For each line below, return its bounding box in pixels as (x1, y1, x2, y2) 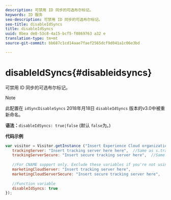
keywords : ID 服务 (5, 12, 43, 17)
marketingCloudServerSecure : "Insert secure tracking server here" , (12, 172, 160, 177)
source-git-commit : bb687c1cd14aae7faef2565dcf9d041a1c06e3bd (5, 41, 140, 46)
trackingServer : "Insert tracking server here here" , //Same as (12, 148, 154, 153)
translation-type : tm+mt (5, 36, 58, 41)
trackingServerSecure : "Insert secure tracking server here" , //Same (12, 153, 165, 158)
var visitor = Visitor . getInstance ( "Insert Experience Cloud (5, 143, 140, 148)
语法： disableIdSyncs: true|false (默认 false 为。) (5, 122, 111, 128)
